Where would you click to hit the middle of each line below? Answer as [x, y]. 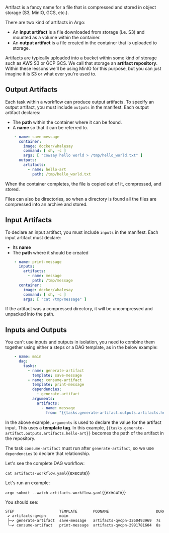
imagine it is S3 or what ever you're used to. [51, 74]
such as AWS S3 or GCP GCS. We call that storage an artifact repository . [81, 63]
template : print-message [58, 385]
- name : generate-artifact [56, 371]
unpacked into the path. [30, 314]
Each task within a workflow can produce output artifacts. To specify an [80, 102]
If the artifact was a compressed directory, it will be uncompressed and [79, 309]
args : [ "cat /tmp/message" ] [55, 299]
